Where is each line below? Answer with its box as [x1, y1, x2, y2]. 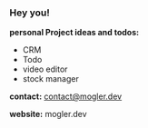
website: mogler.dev [9, 109, 88, 120]
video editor [22, 64, 68, 74]
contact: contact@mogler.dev [9, 91, 123, 102]
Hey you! [9, 6, 50, 19]
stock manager [22, 74, 79, 84]
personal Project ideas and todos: [9, 27, 139, 38]
